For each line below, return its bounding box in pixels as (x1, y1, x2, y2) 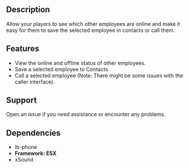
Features (6, 44, 39, 54)
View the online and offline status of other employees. (14, 59, 146, 67)
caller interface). (14, 78, 55, 85)
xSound (14, 156, 34, 163)
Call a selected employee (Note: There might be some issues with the (14, 72, 184, 79)
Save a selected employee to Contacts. (14, 65, 110, 73)
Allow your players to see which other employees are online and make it (6, 20, 181, 27)
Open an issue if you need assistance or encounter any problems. (6, 111, 166, 118)
